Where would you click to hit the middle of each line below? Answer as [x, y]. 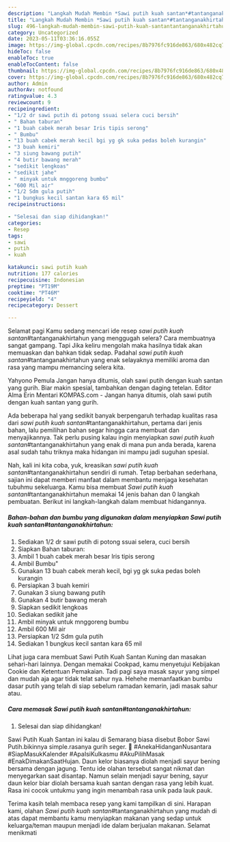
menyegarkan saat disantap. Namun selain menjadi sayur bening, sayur [108, 776]
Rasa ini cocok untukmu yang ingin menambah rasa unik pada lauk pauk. [110, 791]
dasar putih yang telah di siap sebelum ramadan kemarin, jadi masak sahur [113, 686]
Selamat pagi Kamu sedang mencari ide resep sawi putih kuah [96, 331]
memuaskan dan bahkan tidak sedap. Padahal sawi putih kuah [96, 353]
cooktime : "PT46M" [34, 293]
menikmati [22, 833]
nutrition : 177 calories [43, 274]
